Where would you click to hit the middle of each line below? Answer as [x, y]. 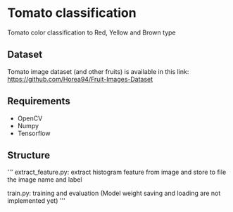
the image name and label [45, 180]
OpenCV [30, 118]
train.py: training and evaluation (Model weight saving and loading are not [114, 193]
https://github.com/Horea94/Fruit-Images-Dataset [80, 79]
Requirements [39, 101]
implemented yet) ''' [36, 201]
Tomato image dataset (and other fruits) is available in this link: [98, 71]
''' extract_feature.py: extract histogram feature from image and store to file [117, 172]
